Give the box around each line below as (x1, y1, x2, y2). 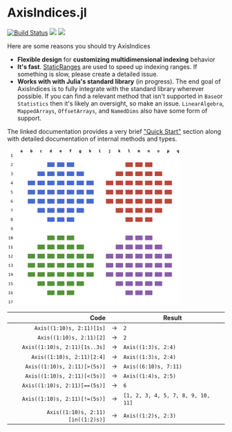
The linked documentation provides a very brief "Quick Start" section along (7, 127, 222, 135)
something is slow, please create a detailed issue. (17, 70, 159, 78)
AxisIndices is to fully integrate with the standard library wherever (17, 84, 204, 92)
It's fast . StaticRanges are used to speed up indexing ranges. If (17, 62, 197, 70)
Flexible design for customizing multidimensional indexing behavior (17, 55, 215, 63)
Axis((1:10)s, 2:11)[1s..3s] (21, 344, 106, 351)
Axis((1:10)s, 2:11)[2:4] (30, 353, 106, 360)
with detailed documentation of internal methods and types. (7, 135, 177, 143)
